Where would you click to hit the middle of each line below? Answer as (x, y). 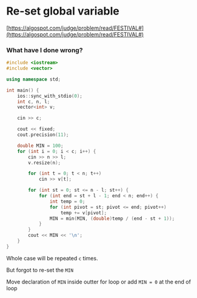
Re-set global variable (63, 11)
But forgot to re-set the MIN (40, 270)
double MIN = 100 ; (40, 146)
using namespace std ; (34, 79)
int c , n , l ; (34, 101)
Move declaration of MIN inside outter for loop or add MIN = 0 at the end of (98, 282)
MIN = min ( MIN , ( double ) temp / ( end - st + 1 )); (112, 218)
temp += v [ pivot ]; (84, 213)
